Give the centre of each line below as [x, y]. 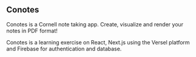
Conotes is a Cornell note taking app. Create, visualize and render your [95, 24]
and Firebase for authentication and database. [64, 49]
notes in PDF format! [32, 31]
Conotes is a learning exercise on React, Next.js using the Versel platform [98, 42]
